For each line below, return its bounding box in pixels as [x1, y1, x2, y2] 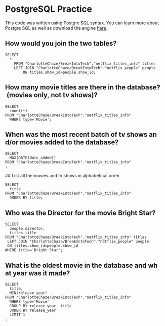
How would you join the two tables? [5, 40, 117, 48]
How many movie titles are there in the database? [5, 83, 161, 92]
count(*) [9, 108, 28, 113]
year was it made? [12, 269, 70, 277]
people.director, [9, 226, 45, 231]
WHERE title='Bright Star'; [5, 248, 63, 253]
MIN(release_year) [9, 290, 48, 295]
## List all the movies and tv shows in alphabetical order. [5, 173, 121, 179]
